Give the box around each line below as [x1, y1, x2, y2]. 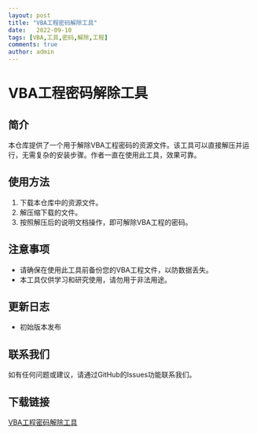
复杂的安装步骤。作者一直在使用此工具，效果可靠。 [35, 150, 201, 160]
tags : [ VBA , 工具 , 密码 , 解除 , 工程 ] [8, 33, 108, 42]
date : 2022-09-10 [8, 26, 72, 34]
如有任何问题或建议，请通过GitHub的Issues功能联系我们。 [8, 370, 196, 380]
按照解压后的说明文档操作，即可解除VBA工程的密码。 [19, 217, 193, 226]
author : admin [8, 48, 55, 56]
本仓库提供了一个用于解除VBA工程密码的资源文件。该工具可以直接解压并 [8, 141, 243, 149]
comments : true [8, 41, 58, 49]
